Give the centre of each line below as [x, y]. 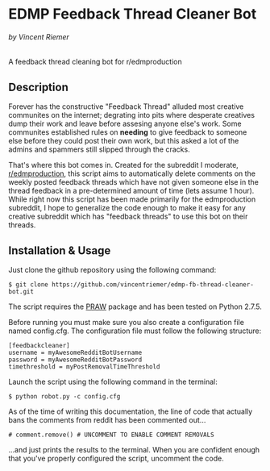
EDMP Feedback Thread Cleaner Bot [133, 14]
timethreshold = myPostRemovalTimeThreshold [84, 367]
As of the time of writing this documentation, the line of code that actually [131, 411]
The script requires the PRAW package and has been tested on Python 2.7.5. [135, 306]
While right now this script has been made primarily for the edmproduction [132, 199]
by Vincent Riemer [39, 36]
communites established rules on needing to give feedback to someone [128, 132]
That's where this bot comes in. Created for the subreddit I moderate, [124, 165]
